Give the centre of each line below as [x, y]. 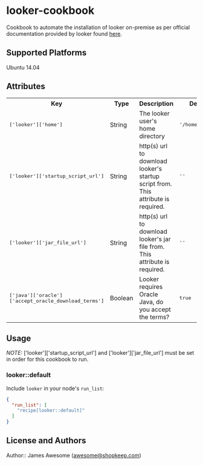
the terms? [154, 317]
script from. [155, 183]
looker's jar [155, 239]
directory [152, 136]
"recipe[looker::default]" [51, 411]
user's [148, 120]
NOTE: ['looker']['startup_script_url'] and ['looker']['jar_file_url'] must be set [100, 353]
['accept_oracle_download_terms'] [57, 301]
